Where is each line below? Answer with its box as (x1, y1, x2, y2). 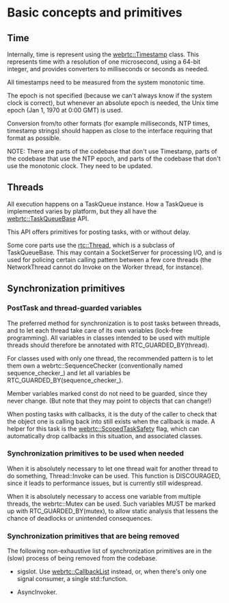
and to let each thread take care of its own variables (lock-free (7, 326, 183, 334)
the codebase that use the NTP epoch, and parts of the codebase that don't (7, 154, 221, 163)
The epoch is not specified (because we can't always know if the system (7, 91, 213, 99)
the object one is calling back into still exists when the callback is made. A (7, 417, 215, 425)
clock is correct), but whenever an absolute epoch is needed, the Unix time (7, 99, 219, 107)
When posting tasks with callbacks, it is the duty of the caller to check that (7, 410, 217, 418)
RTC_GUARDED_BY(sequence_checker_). (7, 376, 124, 384)
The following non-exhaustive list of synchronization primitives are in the (7, 547, 212, 555)
